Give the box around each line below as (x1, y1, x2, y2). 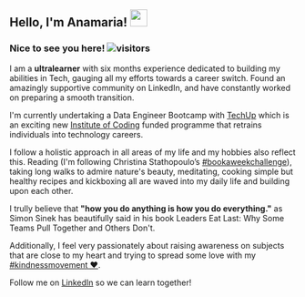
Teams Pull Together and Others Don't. (9, 222, 156, 233)
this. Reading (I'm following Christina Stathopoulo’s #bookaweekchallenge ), (9, 156, 293, 167)
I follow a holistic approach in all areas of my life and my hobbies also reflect (9, 147, 296, 158)
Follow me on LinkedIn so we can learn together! (9, 277, 192, 288)
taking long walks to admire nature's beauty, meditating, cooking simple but (9, 166, 294, 177)
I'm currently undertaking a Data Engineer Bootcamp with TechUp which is (9, 109, 290, 120)
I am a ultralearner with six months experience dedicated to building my (9, 63, 280, 74)
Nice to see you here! (9, 42, 106, 55)
